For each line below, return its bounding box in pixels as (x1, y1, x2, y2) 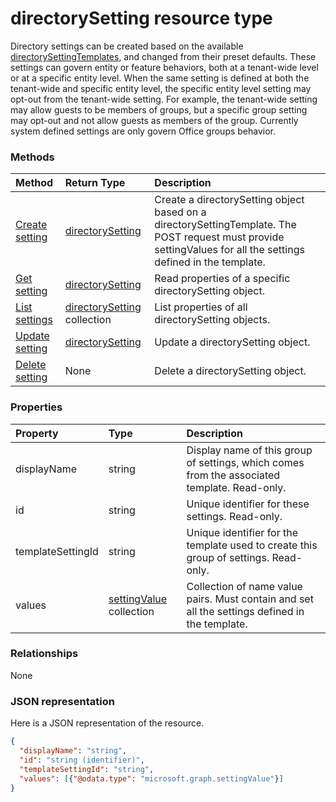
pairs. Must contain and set (186, 592, 314, 606)
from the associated (186, 468, 281, 482)
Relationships (10, 647, 79, 661)
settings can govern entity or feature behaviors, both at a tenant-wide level (10, 61, 319, 73)
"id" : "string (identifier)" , (19, 755, 145, 765)
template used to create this (186, 538, 318, 552)
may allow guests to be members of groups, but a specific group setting (10, 103, 308, 116)
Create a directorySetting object (154, 193, 305, 207)
